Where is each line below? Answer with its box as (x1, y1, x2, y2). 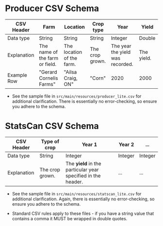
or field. (38, 61, 57, 67)
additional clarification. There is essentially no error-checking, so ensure (12, 98, 157, 104)
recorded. (111, 61, 133, 67)
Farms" (38, 81, 56, 87)
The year (111, 42, 132, 49)
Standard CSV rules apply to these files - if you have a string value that (12, 210, 154, 216)
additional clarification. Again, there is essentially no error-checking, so (12, 196, 155, 202)
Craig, (64, 75, 78, 81)
